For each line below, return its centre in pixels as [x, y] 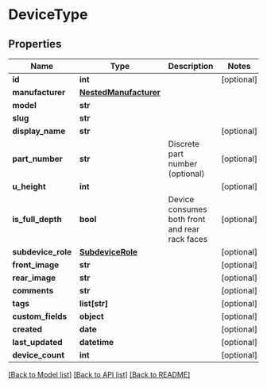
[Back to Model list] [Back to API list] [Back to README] [99, 375]
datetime [97, 342]
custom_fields [40, 316]
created [27, 329]
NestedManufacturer [120, 92]
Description [191, 66]
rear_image [34, 278]
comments [33, 291]
